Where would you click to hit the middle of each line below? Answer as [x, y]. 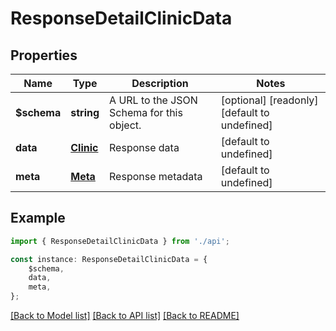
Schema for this [146, 112]
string [85, 112]
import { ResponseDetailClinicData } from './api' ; [120, 241]
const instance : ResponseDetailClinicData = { [109, 259]
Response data [144, 147]
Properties [44, 55]
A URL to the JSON [153, 100]
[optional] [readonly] [269, 100]
